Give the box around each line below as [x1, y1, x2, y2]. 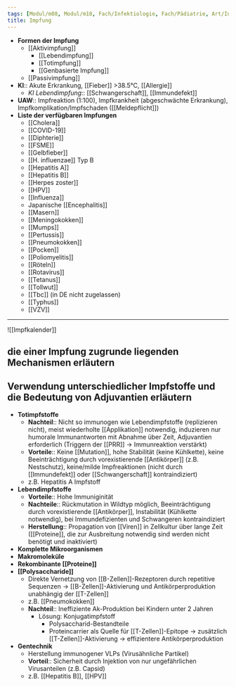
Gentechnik [17, 641, 53, 650]
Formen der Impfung [17, 36, 79, 44]
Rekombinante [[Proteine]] [17, 560, 97, 568]
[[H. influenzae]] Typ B [27, 155, 94, 164]
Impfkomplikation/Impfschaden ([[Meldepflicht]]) [17, 103, 159, 112]
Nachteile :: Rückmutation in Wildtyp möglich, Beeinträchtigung [27, 500, 211, 508]
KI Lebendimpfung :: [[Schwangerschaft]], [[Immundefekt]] [27, 89, 198, 97]
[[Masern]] [27, 208, 60, 217]
